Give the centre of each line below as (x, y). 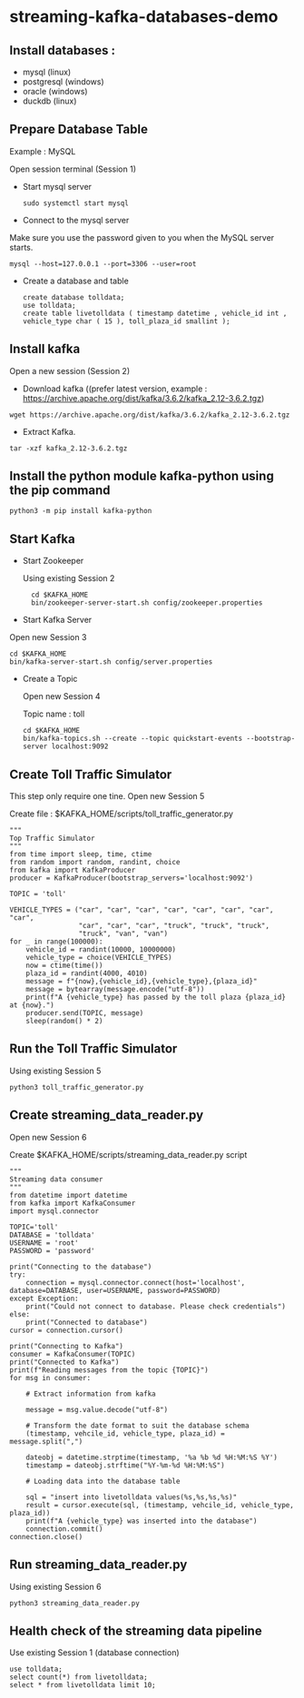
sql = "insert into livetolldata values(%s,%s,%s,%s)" (132, 1497)
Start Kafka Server (57, 620)
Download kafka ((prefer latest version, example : (115, 389)
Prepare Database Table (78, 129)
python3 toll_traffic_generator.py (77, 1087)
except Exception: (44, 1298)
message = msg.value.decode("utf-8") (97, 1409)
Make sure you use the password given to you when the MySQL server (142, 237)
